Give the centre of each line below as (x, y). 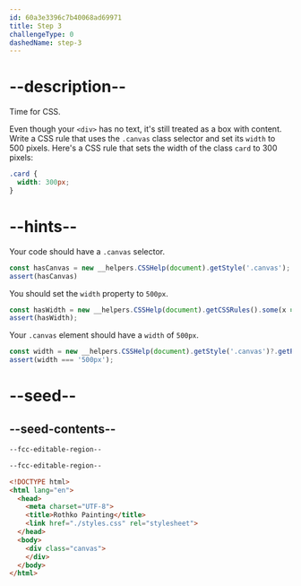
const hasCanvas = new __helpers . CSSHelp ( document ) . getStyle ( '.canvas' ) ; (150, 268)
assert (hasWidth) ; (43, 318)
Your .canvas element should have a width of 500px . (104, 335)
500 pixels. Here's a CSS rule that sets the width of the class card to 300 (143, 148)
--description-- (68, 87)
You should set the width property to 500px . (89, 293)
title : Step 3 (36, 26)
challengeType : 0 (42, 34)
